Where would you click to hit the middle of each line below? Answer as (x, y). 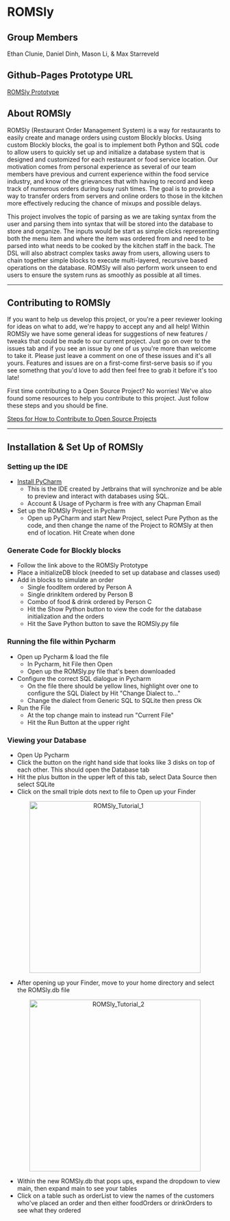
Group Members (43, 37)
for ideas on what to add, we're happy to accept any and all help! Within (108, 326)
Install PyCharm (39, 482)
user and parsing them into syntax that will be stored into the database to (110, 223)
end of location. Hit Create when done (81, 533)
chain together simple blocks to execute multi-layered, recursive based (107, 260)
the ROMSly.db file (43, 990)
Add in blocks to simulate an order (65, 580)
